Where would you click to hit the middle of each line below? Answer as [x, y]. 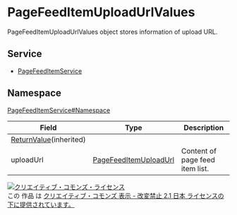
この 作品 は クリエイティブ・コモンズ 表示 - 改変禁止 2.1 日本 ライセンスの [116, 195]
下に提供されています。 [41, 204]
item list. [195, 168]
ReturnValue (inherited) [48, 140]
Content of [199, 151]
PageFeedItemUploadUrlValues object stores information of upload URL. [113, 32]
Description [204, 128]
